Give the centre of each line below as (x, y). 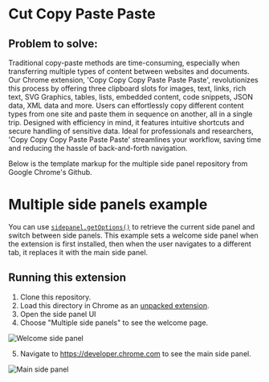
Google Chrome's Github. (50, 172)
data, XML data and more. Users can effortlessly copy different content (126, 106)
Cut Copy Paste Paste (82, 14)
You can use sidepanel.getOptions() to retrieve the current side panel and (132, 226)
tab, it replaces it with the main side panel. (78, 252)
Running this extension (67, 278)
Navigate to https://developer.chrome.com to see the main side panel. (135, 353)
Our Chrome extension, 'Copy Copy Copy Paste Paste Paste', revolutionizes (133, 80)
